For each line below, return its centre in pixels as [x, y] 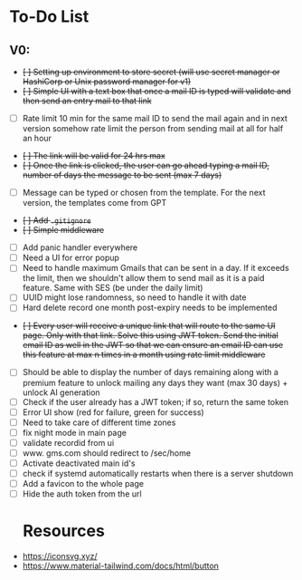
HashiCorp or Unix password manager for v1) [107, 82]
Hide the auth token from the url [82, 494]
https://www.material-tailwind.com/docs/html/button [121, 566]
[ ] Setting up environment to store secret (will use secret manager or [151, 72]
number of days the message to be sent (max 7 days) [122, 175]
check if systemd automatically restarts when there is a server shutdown [158, 473]
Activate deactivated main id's [79, 463]
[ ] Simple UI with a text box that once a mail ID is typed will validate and [156, 91]
